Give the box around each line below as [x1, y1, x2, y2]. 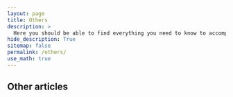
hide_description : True [7, 36, 76, 43]
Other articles [7, 81, 68, 93]
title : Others [7, 17, 49, 24]
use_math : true [7, 55, 51, 62]
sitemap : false [7, 42, 51, 49]
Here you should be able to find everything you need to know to [13, 29, 207, 37]
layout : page [7, 10, 45, 17]
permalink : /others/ [7, 49, 67, 56]
